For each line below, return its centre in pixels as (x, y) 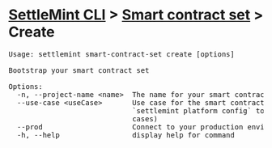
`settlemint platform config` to (198, 110)
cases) (145, 118)
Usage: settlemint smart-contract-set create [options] (121, 54)
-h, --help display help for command (125, 135)
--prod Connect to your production (130, 127)
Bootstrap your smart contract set (79, 70)
